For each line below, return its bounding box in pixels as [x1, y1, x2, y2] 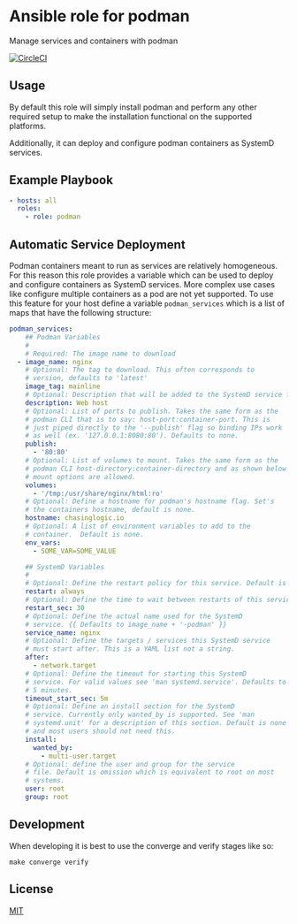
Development [9, 817, 86, 832]
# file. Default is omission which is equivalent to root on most [25, 767, 275, 777]
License [9, 882, 54, 897]
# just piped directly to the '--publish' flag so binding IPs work [25, 423, 283, 432]
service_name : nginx [25, 628, 101, 638]
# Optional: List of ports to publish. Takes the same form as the [25, 407, 278, 416]
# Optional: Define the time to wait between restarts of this [25, 595, 263, 604]
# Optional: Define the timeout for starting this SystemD [25, 669, 247, 678]
